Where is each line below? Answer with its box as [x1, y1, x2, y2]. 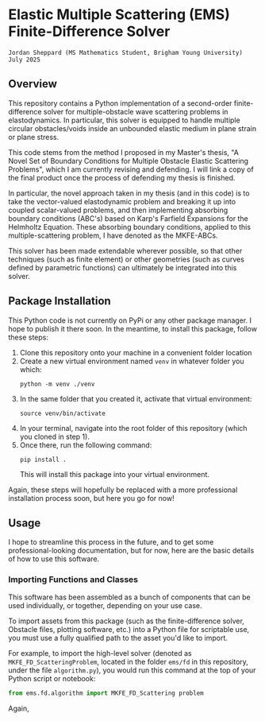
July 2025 [8, 56, 41, 64]
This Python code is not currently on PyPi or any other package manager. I [8, 316, 252, 325]
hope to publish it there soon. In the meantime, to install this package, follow [8, 324, 258, 333]
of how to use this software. [8, 554, 100, 564]
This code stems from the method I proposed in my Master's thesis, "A [8, 147, 240, 157]
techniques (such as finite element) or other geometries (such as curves [8, 254, 244, 264]
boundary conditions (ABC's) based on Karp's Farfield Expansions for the [8, 213, 248, 223]
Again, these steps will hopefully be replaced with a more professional [8, 485, 238, 494]
